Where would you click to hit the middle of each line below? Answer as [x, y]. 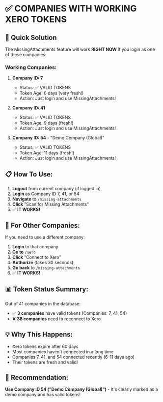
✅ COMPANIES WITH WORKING [71, 9]
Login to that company [35, 246]
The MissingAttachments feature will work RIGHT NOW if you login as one [80, 49]
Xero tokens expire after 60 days [45, 346]
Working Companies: [31, 67]
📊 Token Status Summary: [47, 289]
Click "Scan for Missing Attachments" [51, 204]
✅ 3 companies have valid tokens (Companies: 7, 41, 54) [69, 313]
